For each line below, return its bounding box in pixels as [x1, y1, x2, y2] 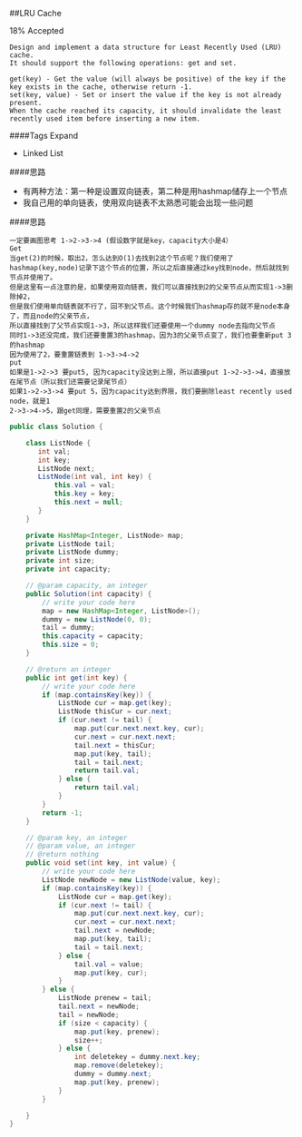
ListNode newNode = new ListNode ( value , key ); [42, 875, 221, 884]
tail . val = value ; [73, 959, 144, 969]
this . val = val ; [54, 481, 116, 490]
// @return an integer [25, 664, 112, 674]
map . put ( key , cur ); [73, 968, 148, 977]
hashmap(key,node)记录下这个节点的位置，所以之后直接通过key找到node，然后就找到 [9, 263, 289, 272]
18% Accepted [9, 25, 64, 35]
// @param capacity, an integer [25, 581, 148, 590]
